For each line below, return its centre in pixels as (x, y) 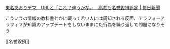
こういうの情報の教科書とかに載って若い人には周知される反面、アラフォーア (85, 18)
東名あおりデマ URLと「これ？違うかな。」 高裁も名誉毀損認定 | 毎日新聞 (83, 8)
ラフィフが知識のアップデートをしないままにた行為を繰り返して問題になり (83, 25)
